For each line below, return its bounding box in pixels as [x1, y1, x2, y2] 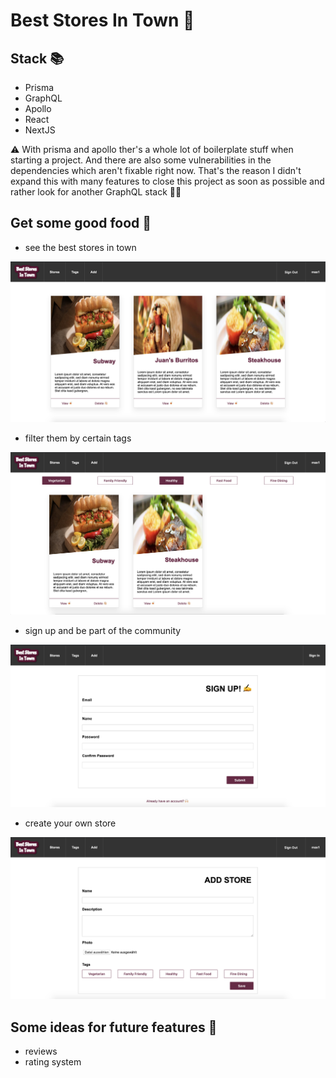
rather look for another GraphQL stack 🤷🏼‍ [10, 186, 182, 198]
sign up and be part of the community [24, 625, 182, 637]
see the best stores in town [24, 241, 137, 253]
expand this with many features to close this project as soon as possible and [10, 175, 325, 187]
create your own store [24, 817, 117, 829]
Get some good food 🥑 [10, 215, 152, 232]
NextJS [24, 124, 56, 136]
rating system [24, 1056, 82, 1068]
